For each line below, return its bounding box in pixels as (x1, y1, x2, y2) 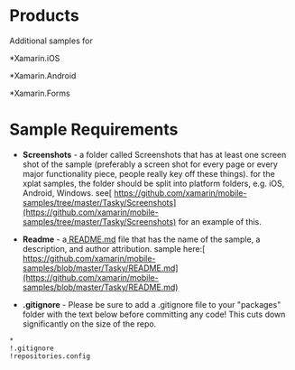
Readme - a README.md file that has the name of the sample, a (22, 234, 261, 245)
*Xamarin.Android (9, 69, 77, 81)
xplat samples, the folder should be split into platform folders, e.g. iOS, (22, 178, 285, 189)
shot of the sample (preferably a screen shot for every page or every (22, 159, 278, 170)
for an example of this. (178, 216, 262, 227)
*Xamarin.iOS (9, 52, 60, 63)
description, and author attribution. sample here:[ (22, 243, 206, 254)
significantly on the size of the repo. (22, 318, 157, 329)
